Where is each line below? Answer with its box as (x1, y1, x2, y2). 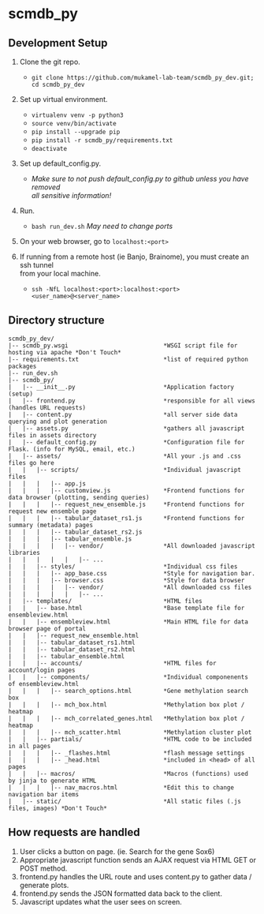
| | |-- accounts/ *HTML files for (8, 659, 217, 667)
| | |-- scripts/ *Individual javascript (8, 466, 242, 474)
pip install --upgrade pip (31, 128, 121, 136)
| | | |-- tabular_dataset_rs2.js (8, 528, 143, 536)
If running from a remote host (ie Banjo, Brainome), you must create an (19, 252, 250, 261)
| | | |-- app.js (8, 479, 87, 488)
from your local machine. (19, 269, 101, 278)
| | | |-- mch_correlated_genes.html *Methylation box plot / (8, 714, 245, 722)
